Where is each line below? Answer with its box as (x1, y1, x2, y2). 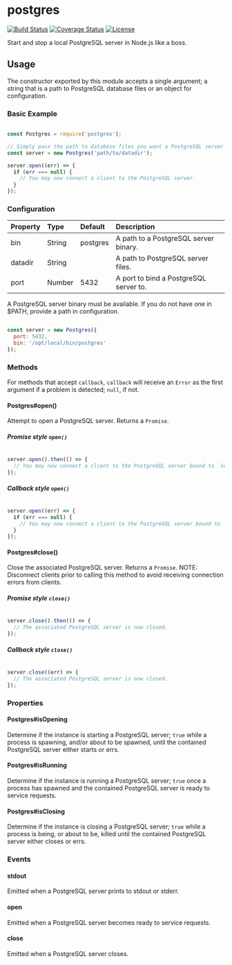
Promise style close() (7, 594, 71, 602)
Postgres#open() (7, 401, 57, 410)
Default (80, 222, 106, 232)
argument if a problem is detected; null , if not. (7, 386, 139, 394)
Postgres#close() (7, 548, 59, 556)
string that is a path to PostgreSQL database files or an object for (7, 84, 192, 92)
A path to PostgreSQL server (115, 253, 209, 263)
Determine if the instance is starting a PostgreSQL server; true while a (7, 730, 207, 739)
